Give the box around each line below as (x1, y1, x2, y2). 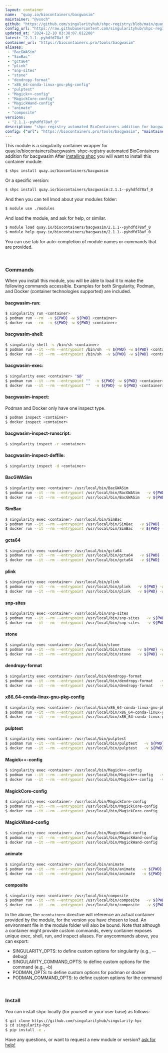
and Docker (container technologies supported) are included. (5, 289, 131, 295)
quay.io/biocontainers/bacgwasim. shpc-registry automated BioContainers (5, 148, 159, 154)
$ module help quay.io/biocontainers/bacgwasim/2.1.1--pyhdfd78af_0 (5, 229, 151, 234)
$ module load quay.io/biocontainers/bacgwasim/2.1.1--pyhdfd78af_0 (5, 225, 151, 230)
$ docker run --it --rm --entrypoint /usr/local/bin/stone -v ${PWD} (5, 651, 157, 656)
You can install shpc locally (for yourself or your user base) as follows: (5, 1008, 150, 1014)
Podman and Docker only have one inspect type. (5, 405, 106, 411)
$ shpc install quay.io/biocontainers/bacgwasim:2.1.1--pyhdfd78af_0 (5, 187, 153, 193)
